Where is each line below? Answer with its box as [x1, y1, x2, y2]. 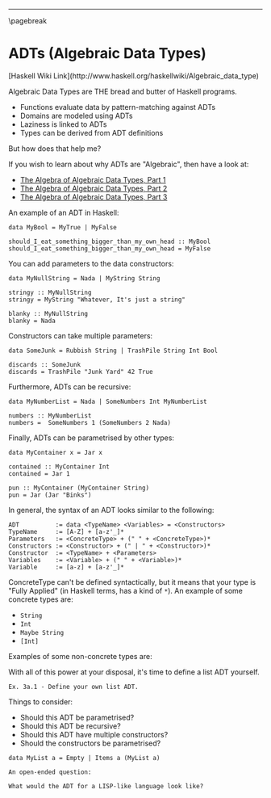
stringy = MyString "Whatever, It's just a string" [8, 296, 186, 304]
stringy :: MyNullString [8, 288, 92, 296]
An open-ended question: [8, 768, 92, 776]
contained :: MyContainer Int [8, 462, 110, 471]
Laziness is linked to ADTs [19, 119, 107, 129]
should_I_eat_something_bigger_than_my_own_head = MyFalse [8, 244, 211, 253]
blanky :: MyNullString [8, 309, 89, 317]
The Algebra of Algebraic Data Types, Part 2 [19, 183, 168, 193]
